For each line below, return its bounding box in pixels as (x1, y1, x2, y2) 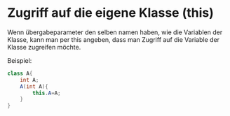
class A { (7, 70, 33, 77)
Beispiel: (7, 56, 32, 64)
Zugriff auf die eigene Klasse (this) (7, 5, 214, 21)
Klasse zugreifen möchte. (7, 43, 81, 51)
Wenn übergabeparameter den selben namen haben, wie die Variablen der (7, 28, 223, 36)
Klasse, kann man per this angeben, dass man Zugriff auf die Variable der (7, 35, 219, 43)
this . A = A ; (32, 89, 61, 96)
